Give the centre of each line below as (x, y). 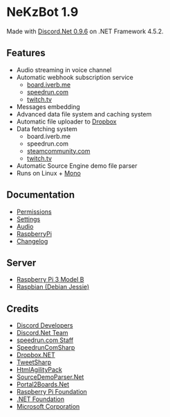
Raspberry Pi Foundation (52, 392)
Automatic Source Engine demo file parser (77, 165)
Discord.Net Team (42, 333)
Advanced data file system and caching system (84, 114)
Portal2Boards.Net (43, 384)
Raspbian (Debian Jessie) (53, 287)
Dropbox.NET (36, 355)
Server (21, 263)
